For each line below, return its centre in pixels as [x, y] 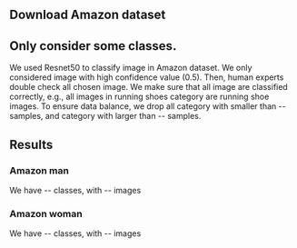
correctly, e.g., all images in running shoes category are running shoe [139, 97]
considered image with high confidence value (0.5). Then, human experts [147, 77]
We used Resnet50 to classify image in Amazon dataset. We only [131, 68]
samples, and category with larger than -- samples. [105, 116]
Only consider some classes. [93, 46]
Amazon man [40, 170]
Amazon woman [46, 213]
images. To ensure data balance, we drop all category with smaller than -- [148, 106]
